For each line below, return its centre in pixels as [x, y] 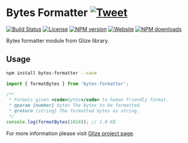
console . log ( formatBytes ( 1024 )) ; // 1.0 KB [61, 122]
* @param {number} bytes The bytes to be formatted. [76, 106]
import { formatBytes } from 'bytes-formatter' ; [68, 84]
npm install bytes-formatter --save [51, 73]
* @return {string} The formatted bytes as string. [74, 111]
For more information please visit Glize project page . [70, 133]
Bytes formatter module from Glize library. [58, 40]
